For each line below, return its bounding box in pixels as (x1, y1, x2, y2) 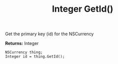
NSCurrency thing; (5, 50, 43, 55)
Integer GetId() (52, 3, 114, 15)
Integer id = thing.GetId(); (5, 54, 65, 59)
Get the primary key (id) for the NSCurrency (5, 31, 94, 37)
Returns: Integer (5, 41, 39, 46)
